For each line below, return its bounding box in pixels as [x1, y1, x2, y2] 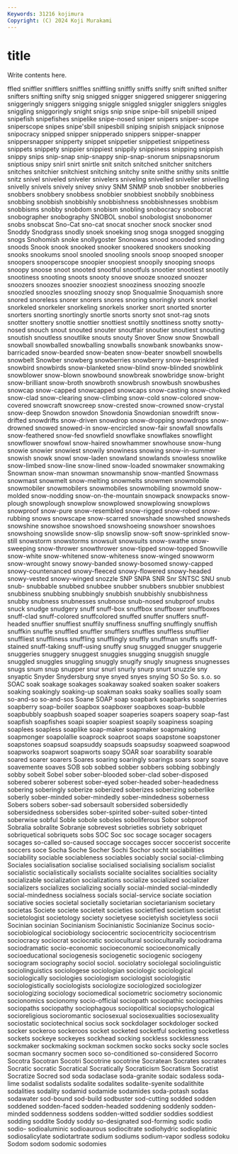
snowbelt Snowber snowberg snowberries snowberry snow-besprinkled [7, 356, 219, 365]
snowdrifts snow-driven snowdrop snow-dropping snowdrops [28, 416, 209, 425]
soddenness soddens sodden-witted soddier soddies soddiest [30, 1109, 214, 1118]
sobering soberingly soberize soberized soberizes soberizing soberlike [7, 785, 215, 794]
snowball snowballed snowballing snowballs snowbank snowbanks [7, 341, 203, 350]
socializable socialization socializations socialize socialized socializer [7, 876, 210, 884]
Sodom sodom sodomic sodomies [7, 1140, 107, 1148]
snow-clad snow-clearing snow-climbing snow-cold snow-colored [7, 394, 203, 402]
